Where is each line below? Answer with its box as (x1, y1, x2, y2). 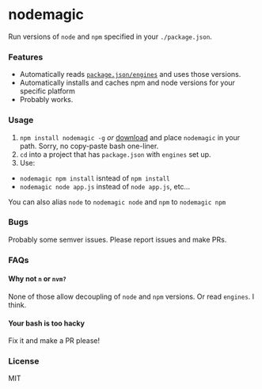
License (8, 356, 40, 367)
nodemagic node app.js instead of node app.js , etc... (19, 181, 191, 191)
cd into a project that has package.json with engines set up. (19, 149, 211, 159)
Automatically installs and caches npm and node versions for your (19, 78, 236, 88)
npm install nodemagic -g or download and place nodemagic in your (19, 132, 241, 142)
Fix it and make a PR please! (8, 336, 101, 345)
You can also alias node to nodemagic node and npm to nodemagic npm (8, 196, 226, 207)
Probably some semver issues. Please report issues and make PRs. (8, 235, 227, 244)
